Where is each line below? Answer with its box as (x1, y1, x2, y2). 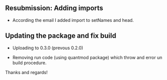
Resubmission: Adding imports (5, 4, 104, 12)
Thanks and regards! (5, 69, 48, 75)
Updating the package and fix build (5, 32, 116, 40)
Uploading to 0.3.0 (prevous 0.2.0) (12, 45, 83, 51)
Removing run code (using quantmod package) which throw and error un (12, 54, 163, 60)
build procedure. (12, 60, 47, 66)
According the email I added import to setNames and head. (12, 17, 134, 23)
